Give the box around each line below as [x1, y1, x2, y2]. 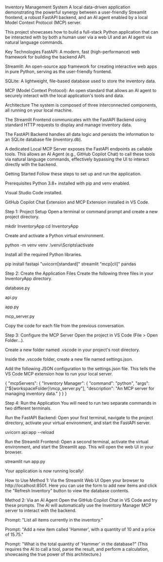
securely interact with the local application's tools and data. [5, 93, 125, 98]
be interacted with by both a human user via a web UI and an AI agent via [5, 34, 152, 40]
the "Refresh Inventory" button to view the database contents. [5, 488, 130, 493]
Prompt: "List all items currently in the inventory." [5, 517, 103, 523]
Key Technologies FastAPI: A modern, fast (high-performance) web [5, 49, 140, 55]
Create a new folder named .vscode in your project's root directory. [5, 347, 140, 353]
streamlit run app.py [5, 459, 45, 464]
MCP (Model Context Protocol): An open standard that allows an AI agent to [5, 88, 157, 93]
